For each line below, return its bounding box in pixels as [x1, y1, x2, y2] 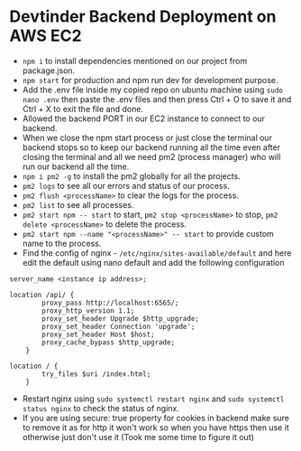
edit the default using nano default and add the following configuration [22, 257, 286, 268]
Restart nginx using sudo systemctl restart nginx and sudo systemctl [22, 393, 285, 404]
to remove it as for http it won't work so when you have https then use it [22, 422, 290, 433]
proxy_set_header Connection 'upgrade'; [41, 322, 196, 331]
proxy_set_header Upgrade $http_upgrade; [41, 314, 200, 323]
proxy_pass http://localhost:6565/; [41, 298, 179, 307]
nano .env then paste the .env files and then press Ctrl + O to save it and [22, 93, 292, 105]
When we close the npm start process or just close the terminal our [22, 132, 273, 143]
